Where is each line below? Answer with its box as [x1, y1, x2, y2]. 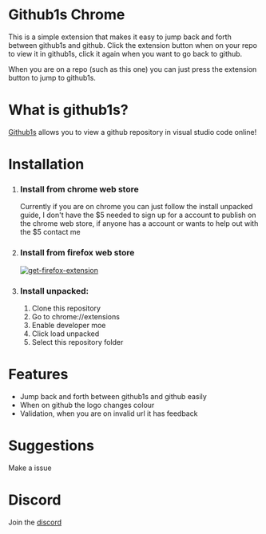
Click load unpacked [31, 329, 100, 338]
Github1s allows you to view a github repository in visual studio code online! [8, 127, 257, 136]
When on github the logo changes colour [19, 400, 155, 409]
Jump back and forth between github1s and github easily [19, 391, 208, 401]
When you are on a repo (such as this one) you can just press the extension [8, 64, 257, 73]
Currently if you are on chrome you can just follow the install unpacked [19, 202, 253, 212]
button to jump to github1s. [8, 73, 96, 82]
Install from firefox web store [19, 247, 135, 259]
